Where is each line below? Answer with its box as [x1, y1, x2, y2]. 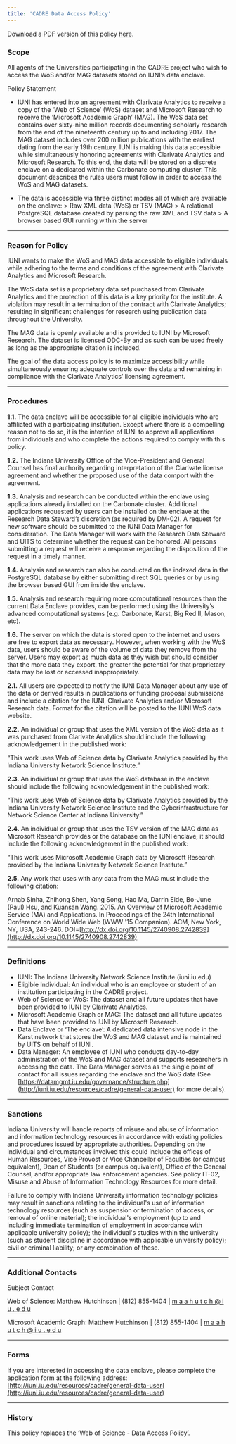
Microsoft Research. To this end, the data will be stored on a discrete [17, 158, 217, 166]
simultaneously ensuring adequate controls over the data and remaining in [7, 365, 223, 373]
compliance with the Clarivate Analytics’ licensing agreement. [7, 372, 186, 381]
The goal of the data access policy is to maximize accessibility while [7, 357, 205, 366]
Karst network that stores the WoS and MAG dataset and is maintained [17, 1032, 222, 1041]
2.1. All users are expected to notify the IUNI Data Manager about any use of [7, 681, 228, 690]
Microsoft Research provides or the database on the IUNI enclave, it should [7, 831, 225, 840]
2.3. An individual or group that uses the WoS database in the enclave [7, 774, 210, 783]
